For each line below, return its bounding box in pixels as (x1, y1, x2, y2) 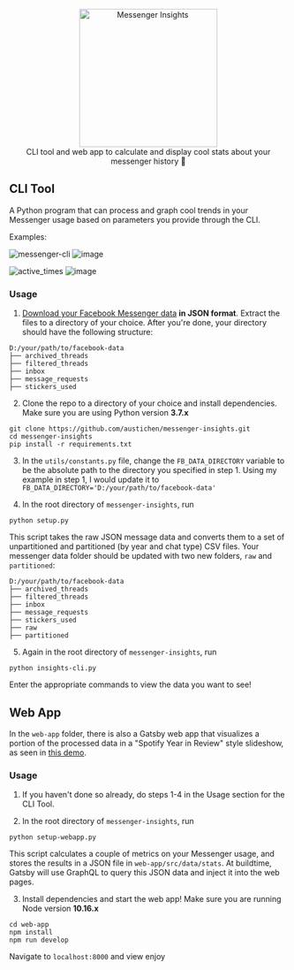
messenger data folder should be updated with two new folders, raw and (9, 551, 272, 561)
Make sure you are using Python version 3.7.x (21, 408, 189, 418)
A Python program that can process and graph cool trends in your (9, 204, 249, 216)
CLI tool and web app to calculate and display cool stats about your (26, 147, 271, 157)
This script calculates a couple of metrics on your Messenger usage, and (9, 849, 275, 859)
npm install (9, 928, 53, 937)
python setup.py (9, 516, 69, 525)
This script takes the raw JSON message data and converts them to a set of (9, 531, 285, 543)
